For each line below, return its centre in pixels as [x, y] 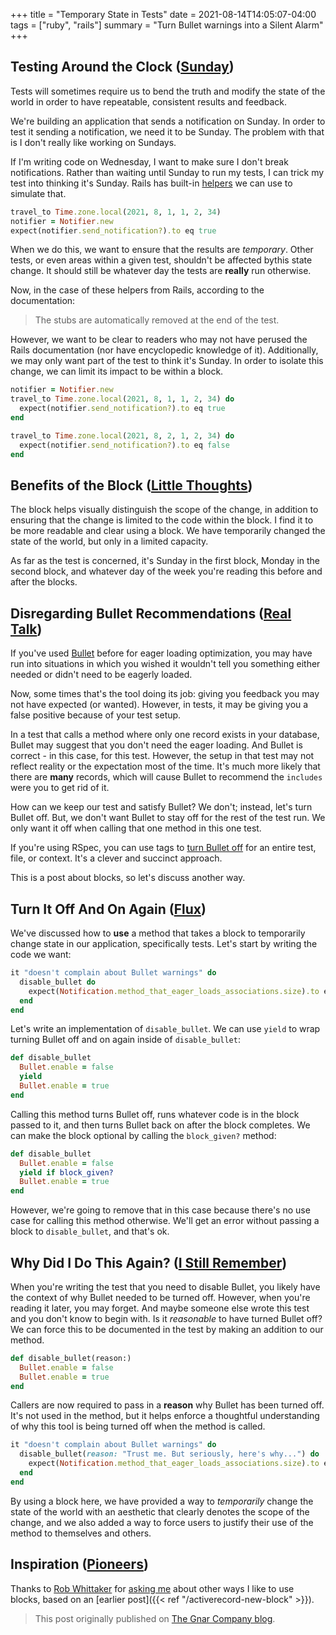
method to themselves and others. [81, 1533]
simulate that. [38, 193]
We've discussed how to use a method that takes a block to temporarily [158, 933]
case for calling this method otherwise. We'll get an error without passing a [165, 1221]
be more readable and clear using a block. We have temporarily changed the [168, 531]
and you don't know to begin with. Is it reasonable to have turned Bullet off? [166, 1318]
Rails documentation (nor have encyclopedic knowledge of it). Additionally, [164, 350]
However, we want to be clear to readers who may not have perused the [159, 340]
